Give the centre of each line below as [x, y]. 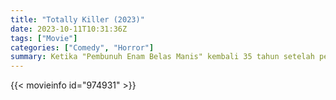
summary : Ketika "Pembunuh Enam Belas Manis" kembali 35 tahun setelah [162, 57]
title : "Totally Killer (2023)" [77, 19]
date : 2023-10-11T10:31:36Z [69, 29]
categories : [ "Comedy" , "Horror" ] [82, 47]
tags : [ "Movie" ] [44, 38]
